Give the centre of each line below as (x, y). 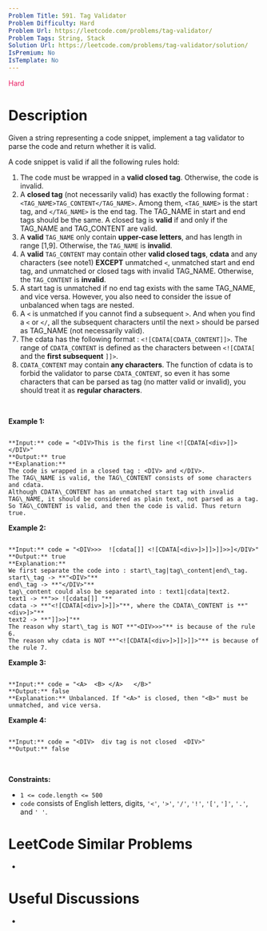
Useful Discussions (74, 899)
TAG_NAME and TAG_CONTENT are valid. (88, 228)
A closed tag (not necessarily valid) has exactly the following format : (134, 194)
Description (48, 116)
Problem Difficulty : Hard (51, 23)
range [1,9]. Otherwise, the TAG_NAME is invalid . (96, 245)
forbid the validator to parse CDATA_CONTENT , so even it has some (125, 373)
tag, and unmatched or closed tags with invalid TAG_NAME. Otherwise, (137, 271)
